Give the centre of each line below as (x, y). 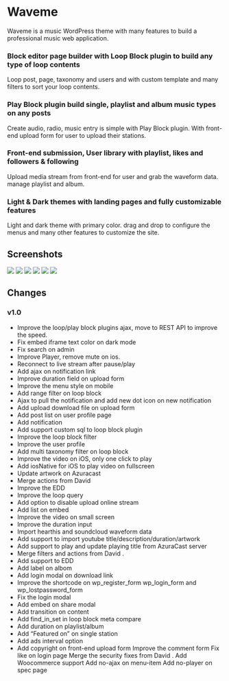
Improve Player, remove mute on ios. (69, 357)
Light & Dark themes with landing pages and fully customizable (114, 202)
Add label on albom (44, 568)
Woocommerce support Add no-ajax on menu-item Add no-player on (114, 662)
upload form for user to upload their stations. (83, 135)
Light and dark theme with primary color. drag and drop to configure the (109, 225)
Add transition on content (53, 612)
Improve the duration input (55, 524)
